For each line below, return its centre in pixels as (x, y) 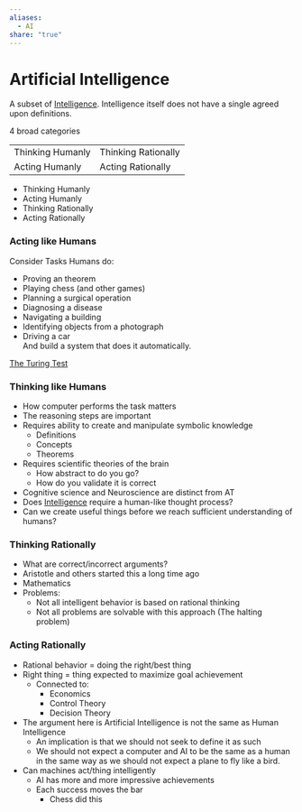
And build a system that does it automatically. (107, 346)
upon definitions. (41, 114)
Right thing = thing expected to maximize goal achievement (133, 674)
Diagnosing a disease (62, 307)
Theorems (55, 454)
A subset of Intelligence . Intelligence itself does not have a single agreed (144, 104)
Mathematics (46, 584)
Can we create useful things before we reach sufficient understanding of (157, 512)
